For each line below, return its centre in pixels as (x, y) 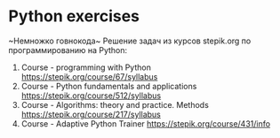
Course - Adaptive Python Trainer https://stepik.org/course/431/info (146, 123)
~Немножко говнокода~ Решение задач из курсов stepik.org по (130, 41)
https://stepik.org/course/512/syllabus (91, 96)
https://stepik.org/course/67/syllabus (89, 76)
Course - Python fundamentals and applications (109, 86)
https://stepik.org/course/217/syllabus (91, 114)
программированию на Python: (68, 50)
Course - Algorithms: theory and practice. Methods (115, 104)
